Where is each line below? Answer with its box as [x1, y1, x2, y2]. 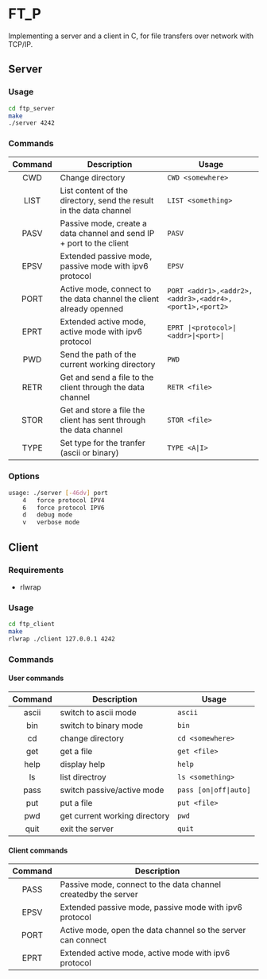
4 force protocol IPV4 [22, 496, 105, 505]
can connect [60, 934, 107, 946]
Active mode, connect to [60, 283, 152, 294]
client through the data [60, 381, 145, 393]
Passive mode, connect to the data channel [60, 879, 221, 890]
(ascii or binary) [60, 447, 119, 458]
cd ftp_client [8, 621, 56, 629]
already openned [60, 303, 124, 314]
